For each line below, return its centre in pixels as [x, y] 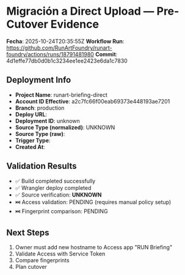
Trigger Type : [33, 140]
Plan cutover [31, 267]
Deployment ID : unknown [48, 121]
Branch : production [40, 108]
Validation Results [42, 166]
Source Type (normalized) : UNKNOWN [65, 127]
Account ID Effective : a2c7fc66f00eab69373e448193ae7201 [92, 101]
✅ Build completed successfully [55, 181]
